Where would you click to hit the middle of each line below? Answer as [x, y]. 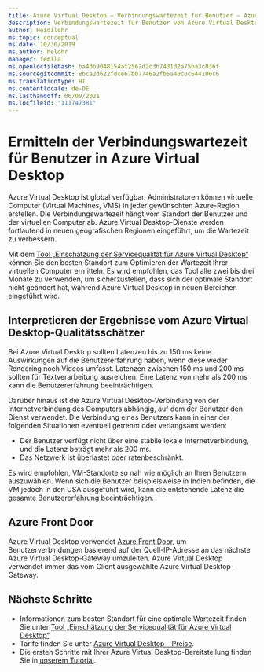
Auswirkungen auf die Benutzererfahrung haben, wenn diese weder [118, 360]
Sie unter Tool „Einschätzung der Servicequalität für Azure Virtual [125, 626]
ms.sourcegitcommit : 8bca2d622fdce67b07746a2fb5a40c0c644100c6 [114, 74]
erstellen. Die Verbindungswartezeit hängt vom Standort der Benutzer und [128, 214]
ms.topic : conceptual [44, 37]
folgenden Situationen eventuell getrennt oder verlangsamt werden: [118, 425]
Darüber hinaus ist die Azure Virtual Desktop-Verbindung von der [114, 400]
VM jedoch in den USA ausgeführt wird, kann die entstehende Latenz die [126, 489]
